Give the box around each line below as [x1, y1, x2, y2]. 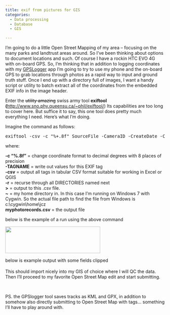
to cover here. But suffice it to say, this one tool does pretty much [5, 109, 142, 115]
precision [5, 158, 25, 164]
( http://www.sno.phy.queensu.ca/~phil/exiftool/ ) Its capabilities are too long [5, 103, 163, 109]
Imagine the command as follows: [5, 124, 75, 130]
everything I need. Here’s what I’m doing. [5, 114, 91, 120]
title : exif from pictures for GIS [5, 7, 80, 13]
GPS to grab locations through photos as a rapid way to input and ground [5, 72, 158, 78]
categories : [5, 12, 30, 17]
